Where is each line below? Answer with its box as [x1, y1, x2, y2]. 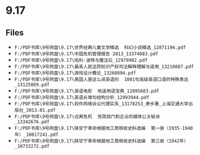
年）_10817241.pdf [14, 132, 59, 138]
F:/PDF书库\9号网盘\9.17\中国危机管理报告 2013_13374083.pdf [14, 51, 159, 57]
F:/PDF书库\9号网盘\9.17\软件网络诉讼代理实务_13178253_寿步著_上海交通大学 [14, 101, 189, 107]
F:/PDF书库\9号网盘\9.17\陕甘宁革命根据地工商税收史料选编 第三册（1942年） [14, 138, 189, 144]
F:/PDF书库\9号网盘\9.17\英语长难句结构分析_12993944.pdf [14, 94, 150, 100]
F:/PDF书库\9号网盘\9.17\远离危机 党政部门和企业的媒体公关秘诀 [14, 114, 160, 120]
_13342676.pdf [14, 119, 50, 125]
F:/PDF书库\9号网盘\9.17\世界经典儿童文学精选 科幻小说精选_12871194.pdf [14, 44, 186, 50]
